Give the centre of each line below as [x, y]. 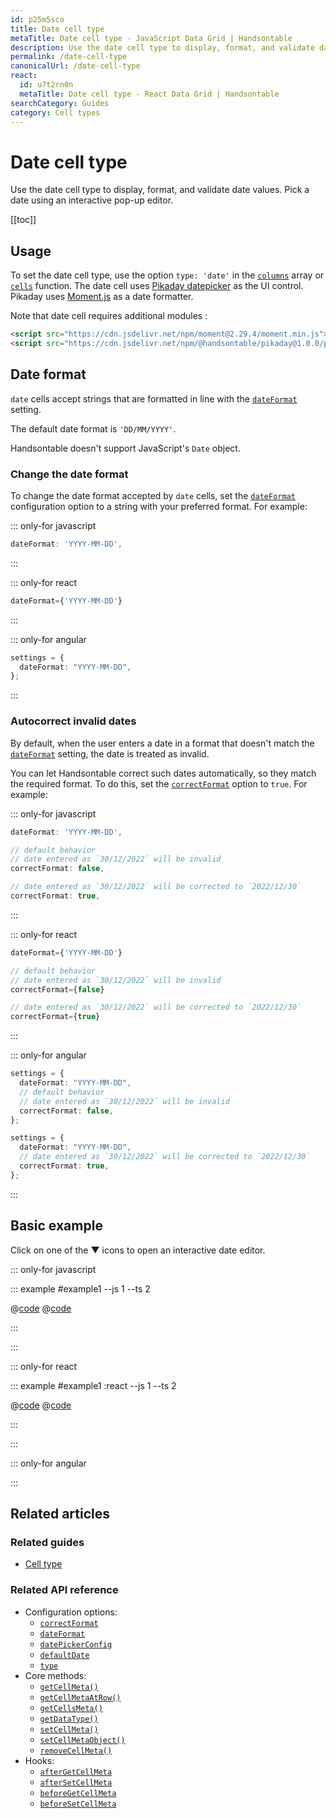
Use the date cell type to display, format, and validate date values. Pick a [160, 190]
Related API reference [64, 1590]
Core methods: [55, 1675]
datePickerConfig [76, 1644]
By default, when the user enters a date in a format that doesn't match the [162, 743]
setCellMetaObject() [82, 1740]
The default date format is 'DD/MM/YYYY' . [93, 428]
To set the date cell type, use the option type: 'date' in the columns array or [167, 275]
